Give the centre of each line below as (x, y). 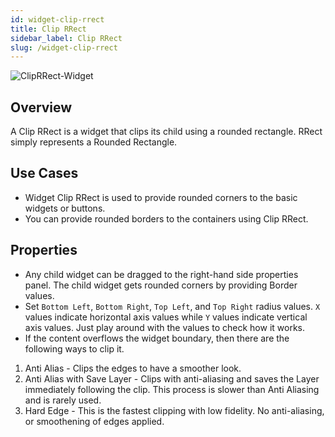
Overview (41, 107)
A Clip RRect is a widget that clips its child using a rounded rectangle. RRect (166, 132)
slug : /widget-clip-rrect (64, 47)
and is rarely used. (63, 400)
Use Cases (44, 173)
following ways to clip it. (74, 348)
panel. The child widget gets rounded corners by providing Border (161, 285)
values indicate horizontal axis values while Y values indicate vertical (166, 317)
